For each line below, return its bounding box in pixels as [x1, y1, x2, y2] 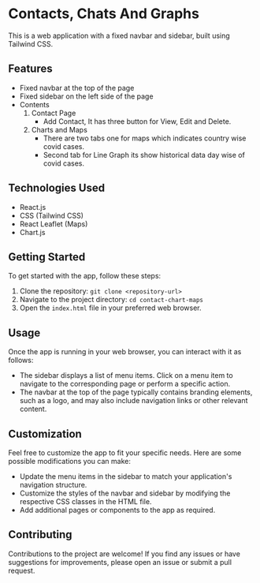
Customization [8, 427, 83, 440]
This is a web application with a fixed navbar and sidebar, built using [8, 31, 230, 40]
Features [8, 62, 53, 76]
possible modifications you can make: [8, 457, 132, 465]
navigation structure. [19, 480, 87, 489]
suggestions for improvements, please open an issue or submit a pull [8, 557, 232, 566]
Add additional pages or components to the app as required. [19, 506, 216, 514]
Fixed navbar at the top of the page [19, 83, 135, 92]
